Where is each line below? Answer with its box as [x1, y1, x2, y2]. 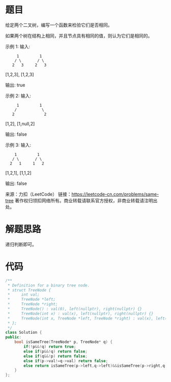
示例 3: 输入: [5, 142, 32, 148]
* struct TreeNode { [7, 288, 51, 293]
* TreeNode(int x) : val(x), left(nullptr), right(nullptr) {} [7, 311, 154, 316]
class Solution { [5, 330, 42, 335]
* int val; [7, 292, 40, 297]
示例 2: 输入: [5, 92, 32, 99]
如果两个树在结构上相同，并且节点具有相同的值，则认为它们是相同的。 [5, 33, 153, 39]
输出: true [5, 82, 25, 88]
